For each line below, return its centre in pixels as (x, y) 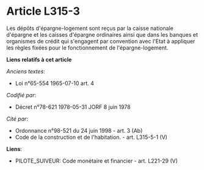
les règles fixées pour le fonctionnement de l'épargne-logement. (87, 48)
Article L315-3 (43, 11)
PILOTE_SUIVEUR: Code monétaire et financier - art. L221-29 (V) (97, 161)
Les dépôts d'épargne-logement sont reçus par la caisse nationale (90, 28)
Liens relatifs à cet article (39, 59)
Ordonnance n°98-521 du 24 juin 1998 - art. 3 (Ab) (79, 130)
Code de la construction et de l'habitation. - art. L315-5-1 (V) (91, 137)
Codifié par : (21, 95)
